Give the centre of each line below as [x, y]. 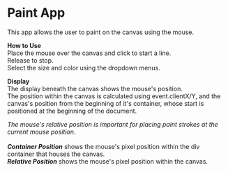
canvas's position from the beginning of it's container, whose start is [106, 103]
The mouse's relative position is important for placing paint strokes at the [113, 124]
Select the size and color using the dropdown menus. [84, 68]
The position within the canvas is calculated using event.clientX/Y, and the [114, 96]
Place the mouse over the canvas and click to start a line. [89, 53]
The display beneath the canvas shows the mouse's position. [95, 88]
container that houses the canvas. [56, 154]
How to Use [24, 45]
